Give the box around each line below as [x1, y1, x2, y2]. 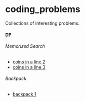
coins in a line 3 [12, 64, 46, 70]
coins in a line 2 [12, 59, 46, 65]
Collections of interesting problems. [5, 20, 80, 26]
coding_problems [5, 4, 80, 15]
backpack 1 [12, 91, 36, 97]
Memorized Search [5, 43, 46, 49]
